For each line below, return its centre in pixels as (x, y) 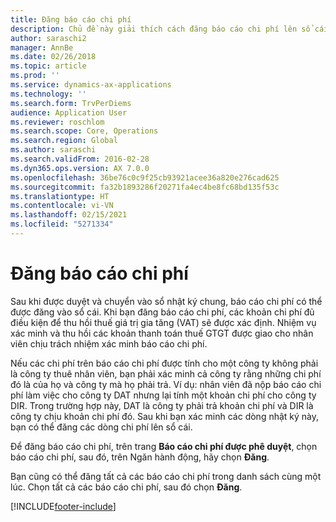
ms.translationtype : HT (60, 196)
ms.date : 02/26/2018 (53, 57)
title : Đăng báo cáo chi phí (71, 19)
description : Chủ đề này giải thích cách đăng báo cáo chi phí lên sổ (160, 29)
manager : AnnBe (42, 47)
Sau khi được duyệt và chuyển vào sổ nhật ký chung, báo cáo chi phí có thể (166, 301)
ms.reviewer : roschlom (57, 122)
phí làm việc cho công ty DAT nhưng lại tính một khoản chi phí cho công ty (163, 395)
